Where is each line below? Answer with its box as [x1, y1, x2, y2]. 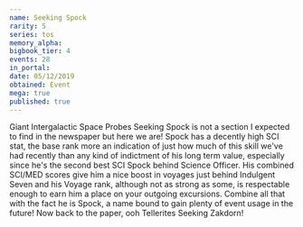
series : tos [9, 30, 54, 39]
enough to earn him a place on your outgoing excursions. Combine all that [9, 188, 286, 199]
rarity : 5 [9, 22, 47, 31]
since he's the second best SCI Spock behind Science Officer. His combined [9, 159, 294, 171]
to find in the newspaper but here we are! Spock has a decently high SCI [9, 132, 279, 142]
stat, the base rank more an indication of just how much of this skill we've [9, 141, 283, 151]
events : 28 [9, 55, 51, 64]
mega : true [9, 88, 51, 97]
